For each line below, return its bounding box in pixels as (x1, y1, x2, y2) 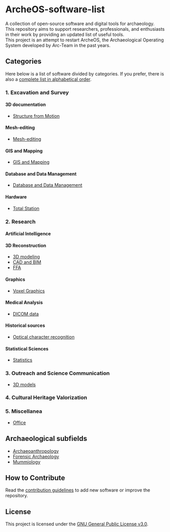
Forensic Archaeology (12, 453, 59, 459)
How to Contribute (5, 473, 66, 482)
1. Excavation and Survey (5, 88, 69, 96)
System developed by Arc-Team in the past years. (5, 42, 111, 48)
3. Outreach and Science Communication (5, 370, 110, 377)
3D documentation (5, 101, 46, 108)
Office (12, 419, 26, 426)
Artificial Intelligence (5, 231, 51, 237)
